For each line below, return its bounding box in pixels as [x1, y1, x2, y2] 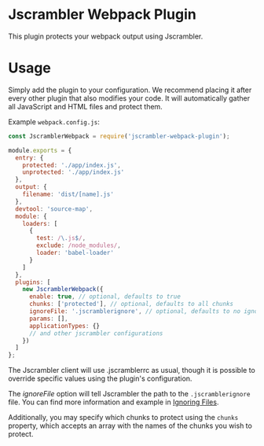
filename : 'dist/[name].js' [22, 190, 114, 198]
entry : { [15, 153, 44, 162]
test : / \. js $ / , [36, 234, 86, 242]
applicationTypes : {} [28, 322, 101, 330]
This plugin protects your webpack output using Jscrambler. [8, 31, 203, 41]
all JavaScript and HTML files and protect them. [8, 101, 163, 111]
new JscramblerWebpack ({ [22, 286, 104, 293]
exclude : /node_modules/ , [36, 241, 122, 249]
